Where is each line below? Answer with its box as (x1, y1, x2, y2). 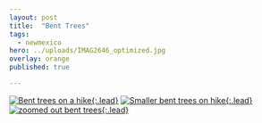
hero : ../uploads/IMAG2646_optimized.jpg (9, 46, 166, 55)
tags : (9, 29, 30, 38)
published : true (9, 63, 70, 72)
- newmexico (17, 37, 63, 47)
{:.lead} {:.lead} (90, 94, 253, 105)
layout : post (9, 12, 58, 22)
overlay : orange (9, 54, 70, 63)
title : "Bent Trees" (9, 21, 90, 30)
